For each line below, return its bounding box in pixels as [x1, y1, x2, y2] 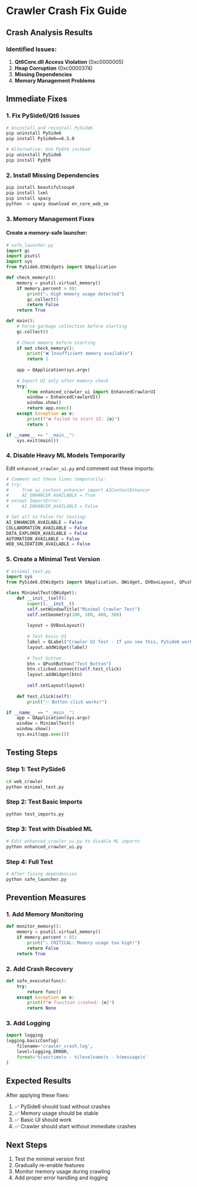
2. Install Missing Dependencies [6, 171, 100, 179]
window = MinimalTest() [16, 720, 75, 727]
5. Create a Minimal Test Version [6, 555, 101, 564]
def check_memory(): [6, 274, 57, 281]
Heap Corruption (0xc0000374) [14, 65, 93, 72]
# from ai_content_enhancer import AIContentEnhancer [6, 487, 151, 493]
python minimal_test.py [6, 784, 64, 790]
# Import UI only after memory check [16, 378, 109, 384]
